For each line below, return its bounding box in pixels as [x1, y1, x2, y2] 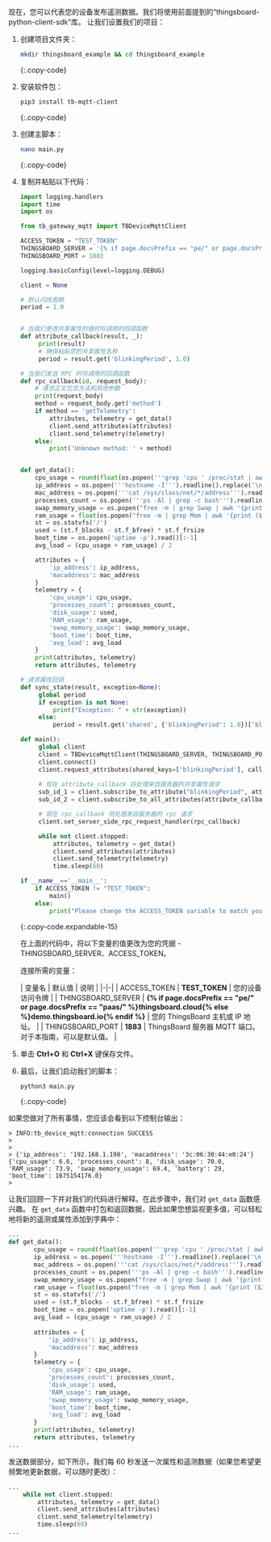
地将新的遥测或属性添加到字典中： [8, 1215, 122, 1224]
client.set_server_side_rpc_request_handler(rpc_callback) [38, 817, 241, 826]
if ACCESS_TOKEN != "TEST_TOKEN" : [35, 884, 151, 892]
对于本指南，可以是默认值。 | [19, 1031, 117, 1041]
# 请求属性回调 [19, 676, 65, 684]
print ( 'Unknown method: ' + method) [49, 444, 173, 453]
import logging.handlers [19, 192, 104, 200]
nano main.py [19, 145, 65, 154]
